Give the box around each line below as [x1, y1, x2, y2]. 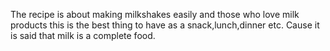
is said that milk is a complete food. [10, 30, 156, 41]
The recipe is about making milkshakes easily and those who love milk [10, 9, 300, 20]
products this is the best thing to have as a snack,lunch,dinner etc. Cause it [10, 19, 320, 31]
